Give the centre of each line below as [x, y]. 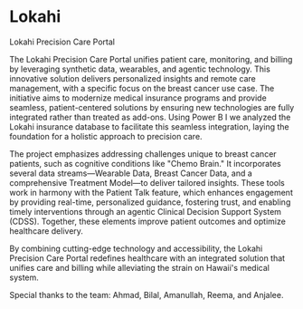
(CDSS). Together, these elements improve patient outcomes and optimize [148, 221]
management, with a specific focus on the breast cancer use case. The [142, 88]
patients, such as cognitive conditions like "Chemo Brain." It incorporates [146, 163]
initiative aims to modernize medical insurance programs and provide [138, 98]
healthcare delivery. [47, 231]
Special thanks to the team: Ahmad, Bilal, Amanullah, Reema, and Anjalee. [147, 295]
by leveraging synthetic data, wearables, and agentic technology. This [140, 69]
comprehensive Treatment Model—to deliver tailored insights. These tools [147, 182]
